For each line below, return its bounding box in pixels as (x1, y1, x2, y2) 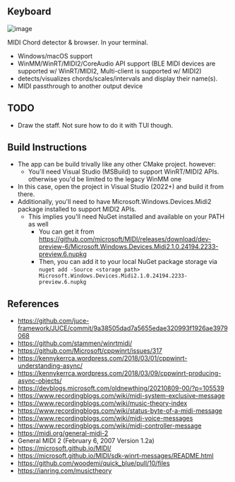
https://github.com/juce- (17, 317, 90, 325)
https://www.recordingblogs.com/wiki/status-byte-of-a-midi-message (17, 406, 222, 415)
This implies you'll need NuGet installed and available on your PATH (28, 212, 224, 221)
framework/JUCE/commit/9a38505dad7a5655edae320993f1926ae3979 (17, 324, 228, 332)
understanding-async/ (17, 361, 83, 370)
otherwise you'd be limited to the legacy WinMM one (28, 175, 182, 183)
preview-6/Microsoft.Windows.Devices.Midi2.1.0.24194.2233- (38, 243, 219, 251)
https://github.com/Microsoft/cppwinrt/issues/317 (17, 347, 162, 355)
